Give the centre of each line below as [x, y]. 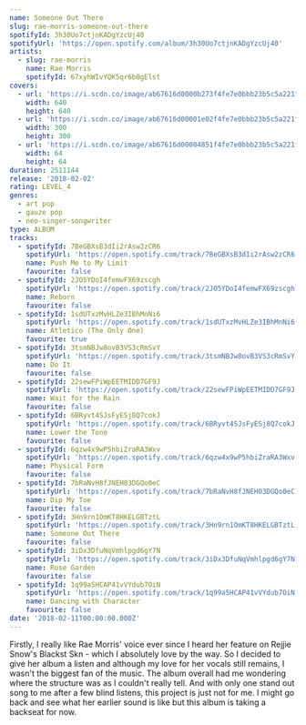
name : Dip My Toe [59, 500]
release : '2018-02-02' [52, 178]
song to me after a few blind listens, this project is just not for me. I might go [152, 692]
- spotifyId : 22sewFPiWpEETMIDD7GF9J [89, 382]
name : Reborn [51, 297]
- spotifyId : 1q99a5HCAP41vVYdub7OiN [89, 584]
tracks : [24, 237]
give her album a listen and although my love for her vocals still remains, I [147, 663]
